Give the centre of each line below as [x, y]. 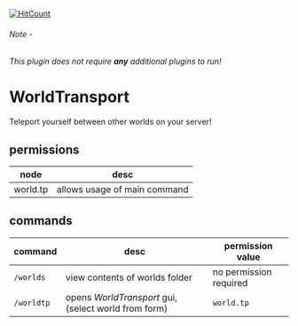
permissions [44, 149]
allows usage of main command [122, 189]
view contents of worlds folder [129, 277]
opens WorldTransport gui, [121, 297]
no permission [242, 272]
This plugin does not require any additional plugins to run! [115, 61]
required [230, 283]
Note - [21, 34]
